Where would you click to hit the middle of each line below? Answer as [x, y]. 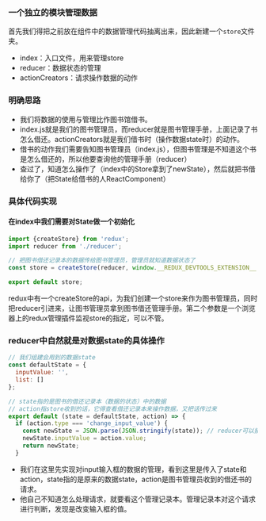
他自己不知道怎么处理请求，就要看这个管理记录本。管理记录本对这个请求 [137, 499]
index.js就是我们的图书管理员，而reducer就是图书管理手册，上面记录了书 [139, 129]
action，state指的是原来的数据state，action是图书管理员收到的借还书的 [135, 479]
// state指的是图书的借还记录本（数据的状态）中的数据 [87, 401]
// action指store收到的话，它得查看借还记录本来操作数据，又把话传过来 [113, 409]
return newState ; [51, 446]
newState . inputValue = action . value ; [85, 439]
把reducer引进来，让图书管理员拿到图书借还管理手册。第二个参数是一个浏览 [132, 308]
